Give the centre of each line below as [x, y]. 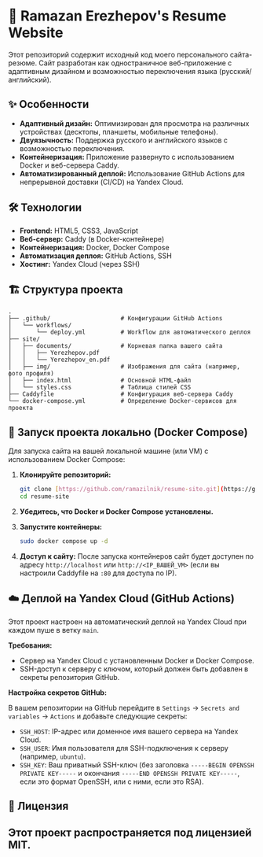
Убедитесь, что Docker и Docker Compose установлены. [116, 512]
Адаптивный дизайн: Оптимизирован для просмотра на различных [134, 123]
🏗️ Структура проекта [66, 289]
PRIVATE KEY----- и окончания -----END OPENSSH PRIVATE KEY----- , [130, 773]
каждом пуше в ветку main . [54, 630]
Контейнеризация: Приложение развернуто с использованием [127, 157]
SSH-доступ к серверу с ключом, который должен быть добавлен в [134, 669]
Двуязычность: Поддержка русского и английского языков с [124, 140]
